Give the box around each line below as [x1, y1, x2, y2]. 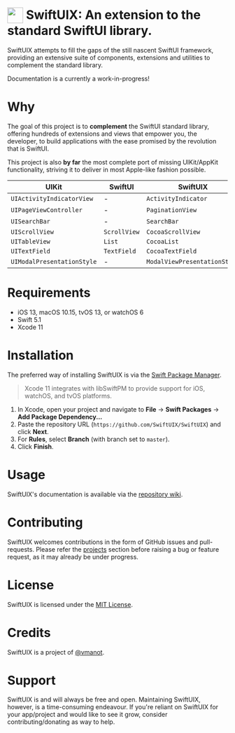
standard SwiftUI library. [7, 23, 152, 39]
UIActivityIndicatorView [10, 195, 94, 202]
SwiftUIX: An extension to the [25, 7, 201, 23]
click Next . [17, 427, 49, 435]
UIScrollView [10, 228, 55, 236]
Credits [7, 624, 51, 641]
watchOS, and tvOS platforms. [24, 391, 112, 400]
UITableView [10, 237, 51, 245]
